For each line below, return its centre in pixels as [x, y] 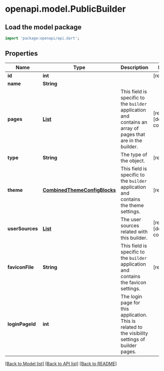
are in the [131, 140]
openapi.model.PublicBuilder [65, 9]
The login [131, 296]
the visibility [134, 333]
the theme [132, 205]
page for [130, 302]
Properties [21, 54]
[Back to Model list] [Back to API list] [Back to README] [61, 364]
